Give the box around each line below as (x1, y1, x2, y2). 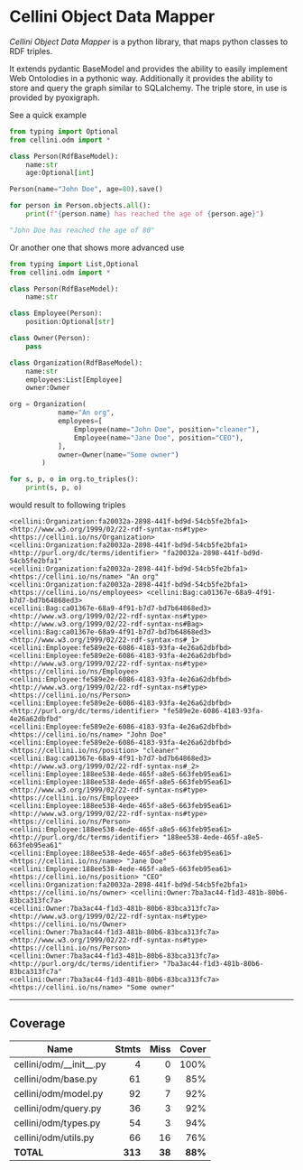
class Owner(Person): (9, 334, 91, 343)
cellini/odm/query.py (14, 1101, 102, 1114)
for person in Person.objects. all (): (9, 201, 151, 210)
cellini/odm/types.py (14, 1117, 101, 1129)
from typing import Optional (9, 126, 119, 136)
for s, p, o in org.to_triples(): (9, 475, 140, 484)
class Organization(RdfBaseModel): (9, 358, 143, 367)
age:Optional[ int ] (25, 169, 95, 178)
